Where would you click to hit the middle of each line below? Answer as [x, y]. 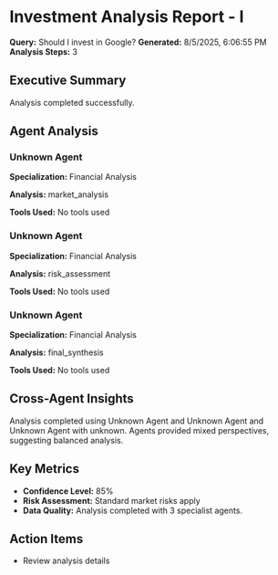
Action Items [46, 539]
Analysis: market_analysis [59, 194]
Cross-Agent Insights [72, 399]
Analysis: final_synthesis [57, 352]
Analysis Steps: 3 [43, 51]
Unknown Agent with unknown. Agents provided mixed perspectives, [139, 430]
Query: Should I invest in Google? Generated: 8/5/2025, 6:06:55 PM [138, 42]
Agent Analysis [54, 131]
